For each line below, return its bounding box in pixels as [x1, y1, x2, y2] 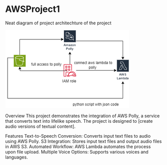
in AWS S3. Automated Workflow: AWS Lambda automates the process [5, 143, 151, 150]
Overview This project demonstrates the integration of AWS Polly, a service [5, 113, 160, 119]
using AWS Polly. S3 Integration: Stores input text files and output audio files [5, 138, 162, 144]
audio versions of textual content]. [5, 123, 76, 129]
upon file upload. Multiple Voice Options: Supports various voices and [5, 149, 149, 155]
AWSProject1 [5, 3, 60, 15]
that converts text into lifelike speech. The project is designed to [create [5, 118, 153, 124]
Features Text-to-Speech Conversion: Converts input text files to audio [5, 133, 151, 139]
